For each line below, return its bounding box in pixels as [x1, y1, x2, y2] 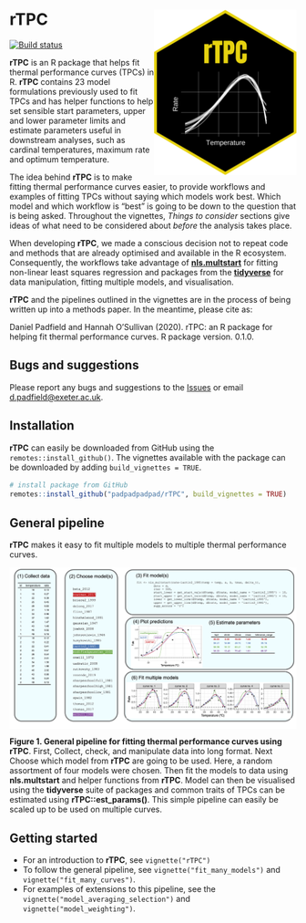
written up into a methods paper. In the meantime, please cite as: [9, 304, 253, 315]
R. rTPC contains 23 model [9, 76, 111, 87]
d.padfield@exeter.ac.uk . [9, 391, 104, 402]
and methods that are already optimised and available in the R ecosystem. [9, 247, 287, 258]
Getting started [9, 830, 98, 845]
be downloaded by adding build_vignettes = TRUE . [9, 461, 202, 472]
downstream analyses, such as [9, 134, 126, 145]
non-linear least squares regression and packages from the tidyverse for [9, 266, 284, 277]
